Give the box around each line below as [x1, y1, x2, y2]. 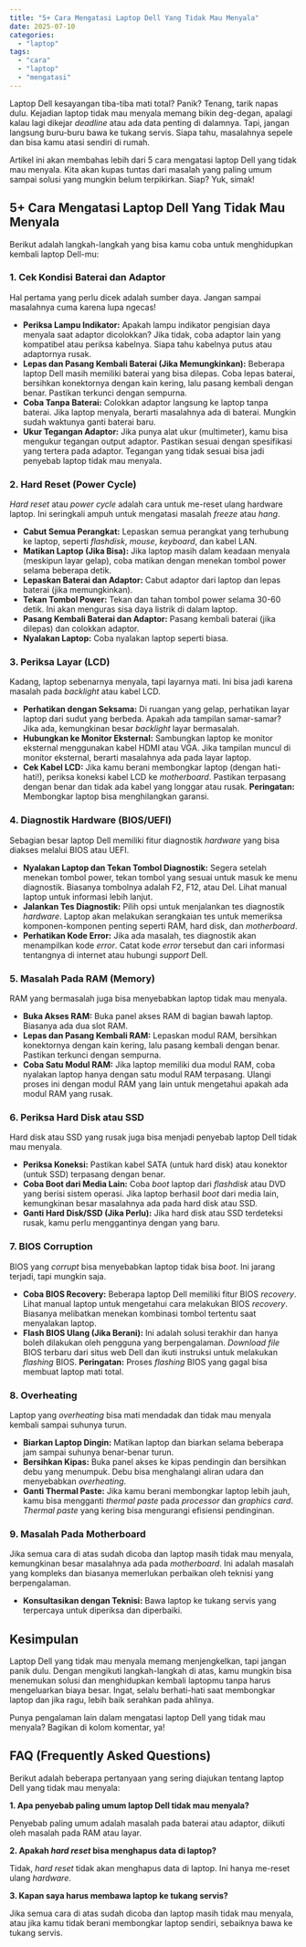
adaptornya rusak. [22, 348, 92, 359]
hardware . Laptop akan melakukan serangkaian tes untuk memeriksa [22, 910, 283, 921]
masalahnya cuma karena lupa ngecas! [9, 301, 157, 312]
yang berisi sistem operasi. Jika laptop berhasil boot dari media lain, [22, 1188, 280, 1199]
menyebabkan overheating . [22, 1476, 127, 1487]
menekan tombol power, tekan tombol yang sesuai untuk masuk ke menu [22, 871, 298, 882]
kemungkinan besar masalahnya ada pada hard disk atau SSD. [22, 1198, 258, 1209]
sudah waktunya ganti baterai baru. [22, 416, 157, 427]
